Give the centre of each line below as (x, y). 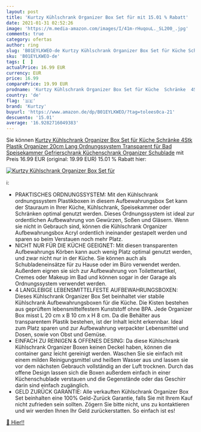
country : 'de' (24, 95)
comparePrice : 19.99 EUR (37, 84)
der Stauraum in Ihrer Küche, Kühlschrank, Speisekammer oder (92, 208)
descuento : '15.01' (31, 117)
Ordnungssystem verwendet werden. (60, 284)
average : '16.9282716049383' (42, 123)
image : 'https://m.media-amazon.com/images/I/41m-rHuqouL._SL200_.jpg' (97, 28)
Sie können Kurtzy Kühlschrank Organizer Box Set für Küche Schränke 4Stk (99, 140)
